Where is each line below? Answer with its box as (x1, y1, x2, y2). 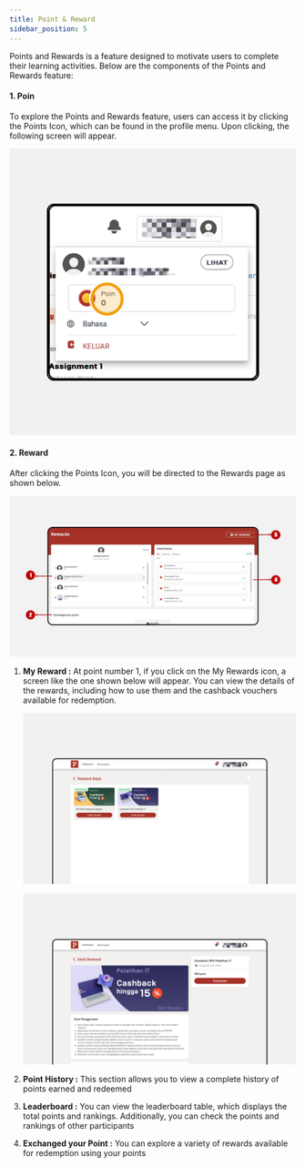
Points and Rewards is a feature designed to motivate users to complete (9, 50, 280, 61)
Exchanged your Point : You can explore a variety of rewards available (22, 1138, 289, 1149)
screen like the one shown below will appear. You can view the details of (22, 675, 295, 686)
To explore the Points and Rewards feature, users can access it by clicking (9, 110, 289, 122)
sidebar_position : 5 (9, 24, 88, 34)
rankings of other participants (22, 1120, 135, 1131)
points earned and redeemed (22, 1083, 132, 1094)
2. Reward (9, 447, 48, 459)
